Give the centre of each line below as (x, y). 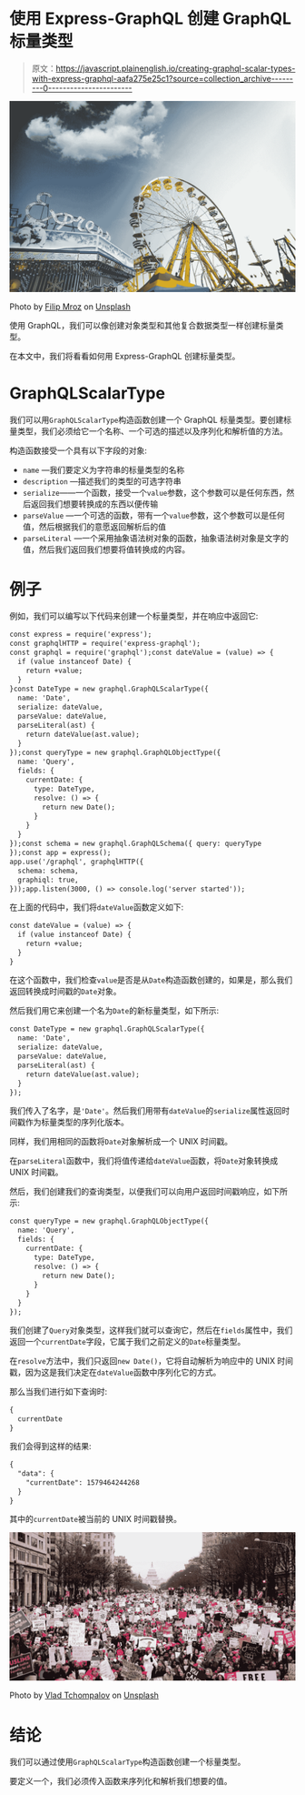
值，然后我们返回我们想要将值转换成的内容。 (106, 549)
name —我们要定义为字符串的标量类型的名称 (103, 469)
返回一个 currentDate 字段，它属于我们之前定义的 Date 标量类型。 (128, 1342)
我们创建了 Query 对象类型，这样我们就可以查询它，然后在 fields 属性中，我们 (151, 1330)
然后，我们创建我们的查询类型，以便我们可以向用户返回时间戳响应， (137, 1192)
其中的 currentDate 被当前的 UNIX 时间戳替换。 (95, 1519)
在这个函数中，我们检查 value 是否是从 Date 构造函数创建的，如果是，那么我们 (151, 980)
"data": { (36, 1474)
